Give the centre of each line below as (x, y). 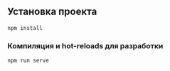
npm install (25, 28)
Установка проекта (52, 12)
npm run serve (28, 61)
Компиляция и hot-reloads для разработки (85, 45)
